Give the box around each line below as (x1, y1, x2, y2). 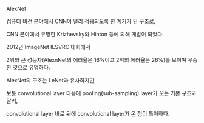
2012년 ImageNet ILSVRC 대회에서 (6, 44, 91, 50)
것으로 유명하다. (12, 64, 50, 71)
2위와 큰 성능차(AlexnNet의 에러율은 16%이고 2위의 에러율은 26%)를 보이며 (6, 56, 187, 63)
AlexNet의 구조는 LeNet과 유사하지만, (6, 77, 96, 84)
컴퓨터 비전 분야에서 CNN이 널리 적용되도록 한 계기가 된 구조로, (6, 18, 156, 25)
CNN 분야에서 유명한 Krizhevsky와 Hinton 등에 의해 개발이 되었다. (6, 30, 164, 38)
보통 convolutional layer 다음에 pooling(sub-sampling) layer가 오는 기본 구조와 (6, 90, 197, 96)
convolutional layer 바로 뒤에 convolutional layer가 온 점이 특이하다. (6, 110, 170, 117)
